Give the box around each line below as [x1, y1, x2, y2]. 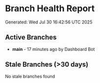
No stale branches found [5, 73, 55, 79]
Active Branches [5, 33, 57, 41]
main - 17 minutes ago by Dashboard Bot [12, 46, 95, 52]
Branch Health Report [5, 3, 95, 14]
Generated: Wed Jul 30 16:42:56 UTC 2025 [5, 19, 93, 25]
